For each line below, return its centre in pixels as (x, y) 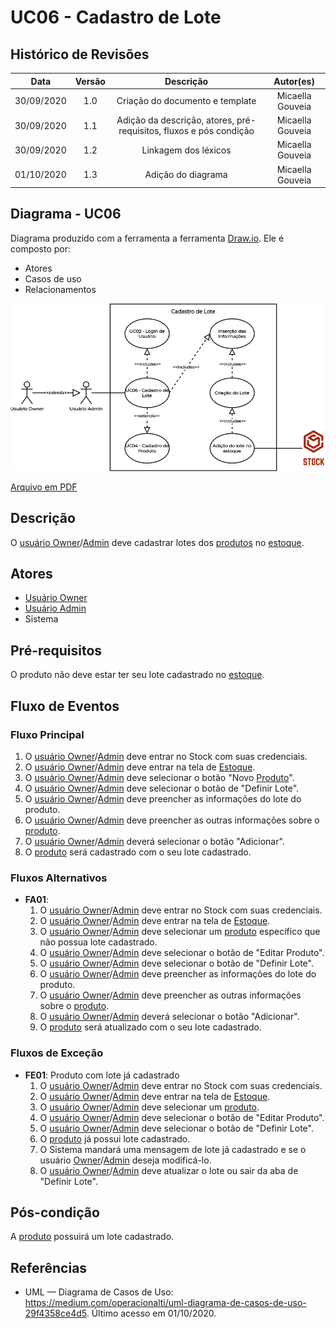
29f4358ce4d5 (55, 1313)
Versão (90, 81)
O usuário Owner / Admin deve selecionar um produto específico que (180, 932)
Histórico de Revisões (80, 54)
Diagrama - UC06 (66, 214)
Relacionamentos (60, 289)
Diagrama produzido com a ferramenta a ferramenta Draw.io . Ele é (147, 238)
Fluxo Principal (47, 734)
